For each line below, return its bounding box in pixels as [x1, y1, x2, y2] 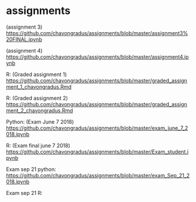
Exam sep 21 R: [6, 189, 43, 196]
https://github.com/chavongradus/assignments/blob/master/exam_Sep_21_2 [6, 172, 190, 179]
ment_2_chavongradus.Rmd [6, 107, 73, 114]
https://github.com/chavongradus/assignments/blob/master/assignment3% [6, 29, 188, 36]
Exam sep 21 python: [6, 165, 57, 173]
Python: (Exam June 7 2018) [6, 118, 74, 125]
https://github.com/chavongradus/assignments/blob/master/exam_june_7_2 [6, 124, 188, 131]
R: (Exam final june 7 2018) [6, 142, 70, 149]
